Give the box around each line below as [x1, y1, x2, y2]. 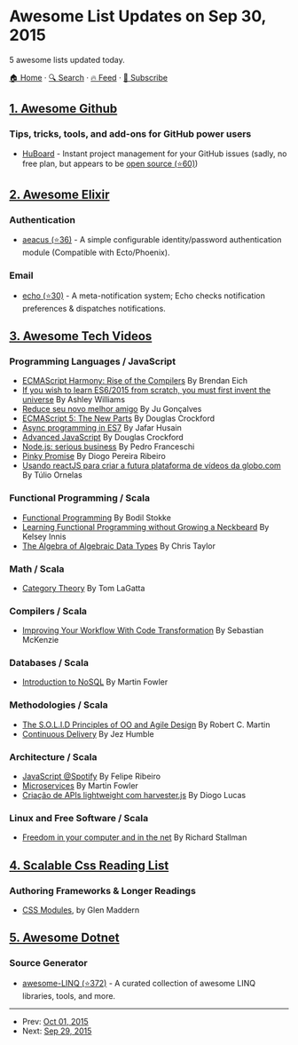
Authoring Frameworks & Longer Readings [9, 884, 197, 897]
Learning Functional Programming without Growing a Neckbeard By [21, 521, 270, 532]
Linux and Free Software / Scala [9, 812, 149, 824]
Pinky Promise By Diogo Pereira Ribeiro [21, 451, 166, 462]
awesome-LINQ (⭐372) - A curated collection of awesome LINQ [21, 978, 255, 988]
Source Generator [9, 957, 88, 970]
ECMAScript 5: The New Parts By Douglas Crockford [21, 413, 216, 424]
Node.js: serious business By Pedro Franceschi [21, 441, 195, 452]
